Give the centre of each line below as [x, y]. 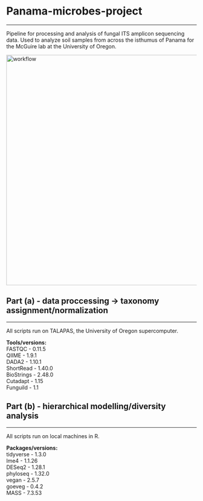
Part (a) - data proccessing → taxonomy [83, 301]
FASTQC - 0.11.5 [26, 349]
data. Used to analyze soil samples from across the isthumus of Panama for [100, 40]
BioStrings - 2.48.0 [30, 374]
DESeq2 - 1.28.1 [26, 467]
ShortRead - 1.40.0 [30, 368]
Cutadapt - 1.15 [25, 381]
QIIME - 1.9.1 [22, 355]
